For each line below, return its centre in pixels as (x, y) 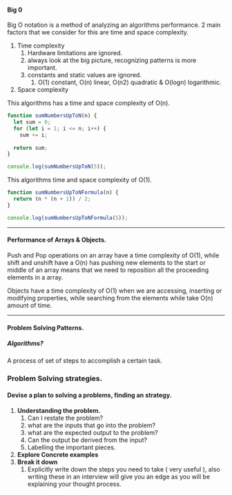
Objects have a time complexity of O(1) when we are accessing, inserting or (115, 291)
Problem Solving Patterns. (46, 327)
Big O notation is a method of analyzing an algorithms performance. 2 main (114, 25)
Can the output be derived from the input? (87, 440)
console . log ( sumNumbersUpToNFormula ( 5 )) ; (68, 217)
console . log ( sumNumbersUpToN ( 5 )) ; (57, 167)
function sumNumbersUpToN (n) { (52, 116)
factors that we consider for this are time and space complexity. (98, 32)
